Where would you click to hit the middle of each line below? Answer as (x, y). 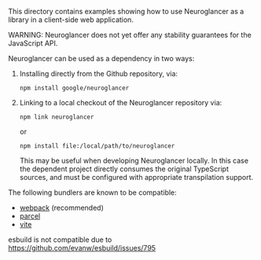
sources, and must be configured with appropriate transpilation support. (136, 177)
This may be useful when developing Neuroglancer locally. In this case (134, 161)
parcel (30, 216)
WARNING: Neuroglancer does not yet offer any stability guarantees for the (130, 35)
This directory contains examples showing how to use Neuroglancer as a (126, 11)
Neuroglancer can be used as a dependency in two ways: (101, 59)
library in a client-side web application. (71, 20)
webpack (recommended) (62, 208)
